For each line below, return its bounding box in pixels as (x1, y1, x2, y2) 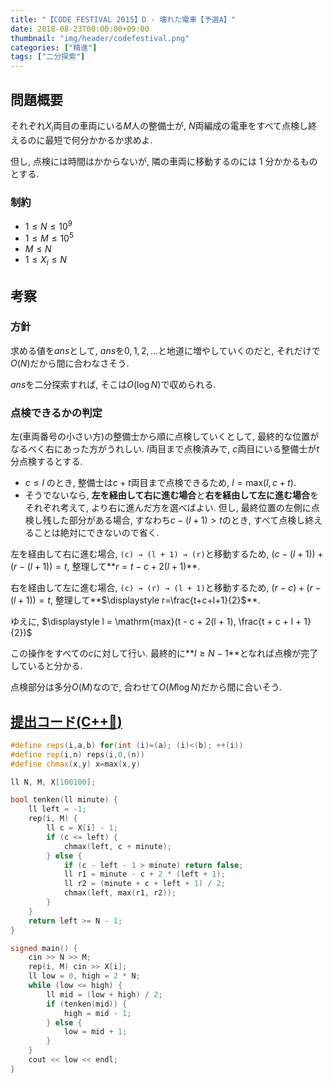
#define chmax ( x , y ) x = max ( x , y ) (10, 759, 141, 769)
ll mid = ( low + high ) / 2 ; (46, 989, 163, 1000)
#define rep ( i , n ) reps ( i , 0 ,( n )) (10, 749, 145, 760)
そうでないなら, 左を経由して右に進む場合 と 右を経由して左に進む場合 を (24, 489, 319, 501)
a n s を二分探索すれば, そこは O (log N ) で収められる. (10, 378, 217, 390)
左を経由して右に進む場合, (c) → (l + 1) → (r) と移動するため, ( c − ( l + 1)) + (10, 548, 324, 560)
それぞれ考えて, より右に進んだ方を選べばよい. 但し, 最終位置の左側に (24, 502, 312, 514)
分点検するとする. (10, 456, 83, 468)
